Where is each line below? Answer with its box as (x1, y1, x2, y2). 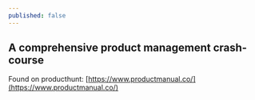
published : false (8, 11, 66, 20)
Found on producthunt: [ (8, 75, 89, 84)
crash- (213, 41, 248, 55)
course (8, 53, 45, 67)
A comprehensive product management (8, 41, 211, 55)
